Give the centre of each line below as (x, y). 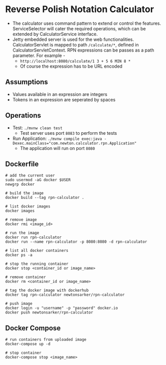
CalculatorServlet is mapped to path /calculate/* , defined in (76, 44)
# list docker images (28, 206)
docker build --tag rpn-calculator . (45, 198)
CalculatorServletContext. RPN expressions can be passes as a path (83, 50)
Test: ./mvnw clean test (37, 128)
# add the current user (30, 176)
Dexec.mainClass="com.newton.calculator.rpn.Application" (74, 143)
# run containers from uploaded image (46, 340)
